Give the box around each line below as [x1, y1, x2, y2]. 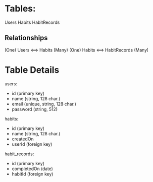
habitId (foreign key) [11, 171, 53, 177]
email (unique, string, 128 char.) [11, 101, 76, 107]
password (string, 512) [11, 106, 58, 112]
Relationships [4, 34, 48, 42]
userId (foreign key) [11, 141, 52, 147]
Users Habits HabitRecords [4, 19, 60, 25]
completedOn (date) [11, 166, 53, 172]
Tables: [4, 3, 36, 14]
